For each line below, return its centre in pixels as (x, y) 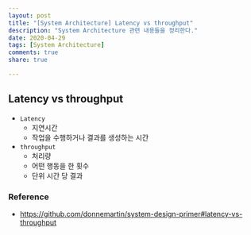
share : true (28, 60)
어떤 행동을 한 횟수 (60, 166)
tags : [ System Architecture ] (56, 45)
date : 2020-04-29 (37, 38)
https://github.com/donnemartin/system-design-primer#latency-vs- (131, 214)
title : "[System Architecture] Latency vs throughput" (101, 23)
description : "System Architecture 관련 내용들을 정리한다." (103, 30)
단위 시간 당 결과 (57, 175)
